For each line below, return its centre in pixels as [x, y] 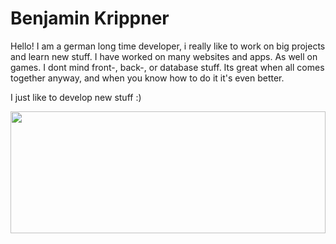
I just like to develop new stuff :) [76, 97]
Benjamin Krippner [90, 18]
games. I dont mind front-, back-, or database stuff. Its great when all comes [167, 67]
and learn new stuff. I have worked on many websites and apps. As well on [164, 56]
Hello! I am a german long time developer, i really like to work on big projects [168, 46]
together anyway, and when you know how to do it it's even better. [147, 78]
